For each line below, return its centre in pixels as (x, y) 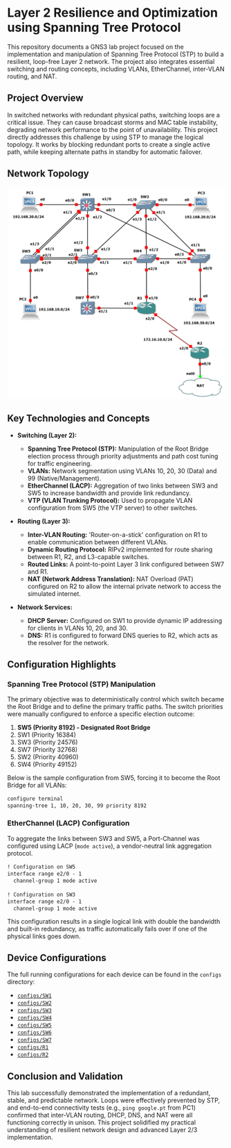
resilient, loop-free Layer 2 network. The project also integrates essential (111, 61)
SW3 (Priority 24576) (47, 742)
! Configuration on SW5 (41, 867)
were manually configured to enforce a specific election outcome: (101, 714)
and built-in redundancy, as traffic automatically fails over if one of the (107, 929)
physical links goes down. (44, 936)
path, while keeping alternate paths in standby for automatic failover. (105, 151)
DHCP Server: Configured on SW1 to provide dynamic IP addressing (125, 620)
